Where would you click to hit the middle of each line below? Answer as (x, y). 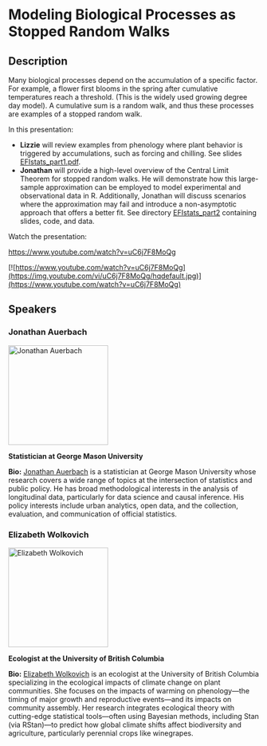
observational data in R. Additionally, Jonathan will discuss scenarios (133, 196)
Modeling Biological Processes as (122, 15)
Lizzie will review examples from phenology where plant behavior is (131, 145)
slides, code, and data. (57, 221)
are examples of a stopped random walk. (75, 114)
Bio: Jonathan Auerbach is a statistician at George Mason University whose (132, 471)
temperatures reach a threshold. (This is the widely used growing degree (128, 97)
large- (249, 179)
